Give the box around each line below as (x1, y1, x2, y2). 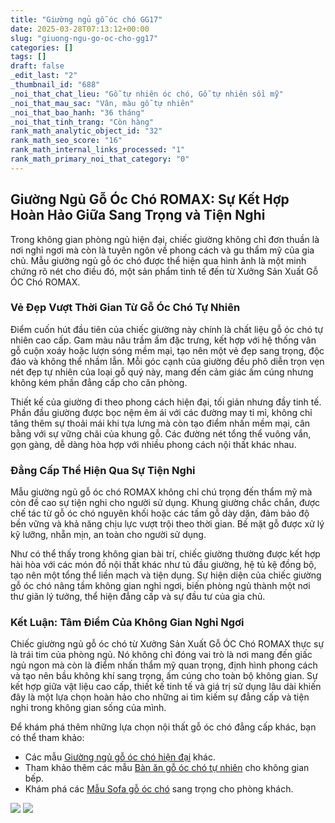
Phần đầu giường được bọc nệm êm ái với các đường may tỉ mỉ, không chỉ (10, 406, 313, 418)
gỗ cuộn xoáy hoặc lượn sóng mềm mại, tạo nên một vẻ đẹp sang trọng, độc (10, 344, 325, 356)
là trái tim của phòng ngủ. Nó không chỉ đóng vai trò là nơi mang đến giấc (10, 649, 313, 661)
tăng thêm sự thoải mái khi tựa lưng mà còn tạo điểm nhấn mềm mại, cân (10, 417, 311, 429)
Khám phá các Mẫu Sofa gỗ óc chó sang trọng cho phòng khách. (24, 783, 294, 795)
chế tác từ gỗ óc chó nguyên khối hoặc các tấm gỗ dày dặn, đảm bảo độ (10, 507, 310, 520)
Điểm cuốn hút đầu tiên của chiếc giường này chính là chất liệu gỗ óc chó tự (10, 323, 324, 335)
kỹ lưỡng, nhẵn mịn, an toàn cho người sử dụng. (10, 529, 207, 541)
